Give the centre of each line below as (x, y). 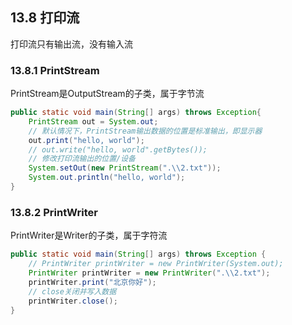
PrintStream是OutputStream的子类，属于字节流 (107, 94)
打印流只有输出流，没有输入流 (71, 44)
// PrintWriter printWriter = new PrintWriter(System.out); (156, 264)
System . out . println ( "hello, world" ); (107, 178)
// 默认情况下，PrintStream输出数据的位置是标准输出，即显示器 (145, 131)
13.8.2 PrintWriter (54, 212)
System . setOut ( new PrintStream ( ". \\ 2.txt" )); (125, 168)
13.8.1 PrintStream (55, 70)
